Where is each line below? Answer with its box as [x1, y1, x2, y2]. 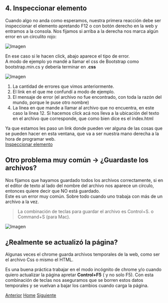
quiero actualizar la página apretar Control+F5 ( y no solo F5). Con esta [5, 272, 154, 278]
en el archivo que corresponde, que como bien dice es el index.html [12, 115, 154, 122]
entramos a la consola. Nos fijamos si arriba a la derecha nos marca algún [5, 28, 158, 34]
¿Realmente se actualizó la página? [5, 238, 118, 247]
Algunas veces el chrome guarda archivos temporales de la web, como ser [5, 252, 160, 258]
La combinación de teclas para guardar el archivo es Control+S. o [17, 208, 154, 214]
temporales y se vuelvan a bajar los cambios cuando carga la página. [5, 282, 149, 289]
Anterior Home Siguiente [5, 292, 56, 298]
